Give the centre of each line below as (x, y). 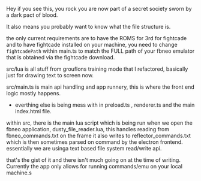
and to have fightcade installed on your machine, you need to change (92, 45)
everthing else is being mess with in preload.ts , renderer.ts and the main (105, 105)
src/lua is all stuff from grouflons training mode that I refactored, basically (97, 69)
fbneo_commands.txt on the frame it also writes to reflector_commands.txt (98, 135)
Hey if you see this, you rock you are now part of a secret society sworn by (99, 9)
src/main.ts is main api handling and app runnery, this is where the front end (100, 87)
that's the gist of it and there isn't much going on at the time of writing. (94, 160)
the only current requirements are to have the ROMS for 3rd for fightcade (97, 38)
